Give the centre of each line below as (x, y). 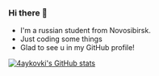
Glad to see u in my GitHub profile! (77, 48)
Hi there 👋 (28, 13)
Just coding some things (61, 39)
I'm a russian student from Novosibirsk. (85, 31)
